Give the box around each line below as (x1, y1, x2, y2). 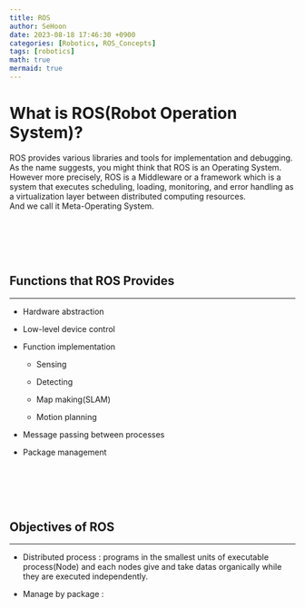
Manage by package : (22, 589, 104, 600)
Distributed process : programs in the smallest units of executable (22, 552, 270, 563)
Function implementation (22, 341, 116, 352)
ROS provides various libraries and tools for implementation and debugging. (9, 152, 293, 163)
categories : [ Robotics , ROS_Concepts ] (9, 38, 156, 48)
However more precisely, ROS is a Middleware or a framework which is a (9, 172, 281, 182)
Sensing (35, 358, 67, 369)
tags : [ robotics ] (9, 47, 75, 56)
